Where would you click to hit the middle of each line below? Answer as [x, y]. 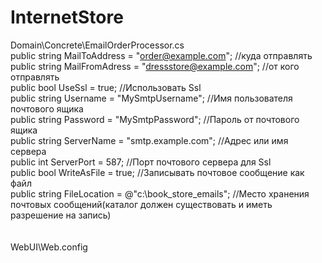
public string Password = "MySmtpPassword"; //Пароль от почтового [155, 119]
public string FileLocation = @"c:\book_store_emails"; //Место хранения [160, 193]
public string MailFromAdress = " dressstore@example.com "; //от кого [155, 66]
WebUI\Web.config [49, 247]
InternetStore [67, 17]
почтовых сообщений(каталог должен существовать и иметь [141, 204]
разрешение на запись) [61, 215]
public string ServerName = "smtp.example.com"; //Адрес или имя [149, 140]
